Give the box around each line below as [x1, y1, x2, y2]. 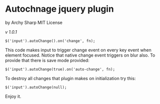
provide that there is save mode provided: [5, 57, 90, 63]
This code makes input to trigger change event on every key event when [5, 47, 152, 53]
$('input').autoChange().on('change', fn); [5, 38, 96, 43]
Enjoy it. [5, 93, 22, 99]
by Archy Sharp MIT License [5, 20, 63, 25]
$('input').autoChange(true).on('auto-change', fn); [5, 67, 115, 72]
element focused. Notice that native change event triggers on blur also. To [5, 52, 156, 58]
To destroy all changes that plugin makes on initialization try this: [5, 75, 136, 81]
